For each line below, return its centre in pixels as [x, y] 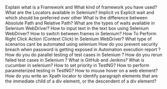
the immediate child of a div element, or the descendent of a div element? [81, 81]
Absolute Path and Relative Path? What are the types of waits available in [80, 23]
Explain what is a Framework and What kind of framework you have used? [81, 7]
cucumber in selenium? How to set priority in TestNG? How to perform [77, 65]
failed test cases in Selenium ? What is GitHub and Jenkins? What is [75, 60]
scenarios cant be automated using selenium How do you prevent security [82, 44]
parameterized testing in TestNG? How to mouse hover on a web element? [82, 71]
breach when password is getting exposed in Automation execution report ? [83, 49]
